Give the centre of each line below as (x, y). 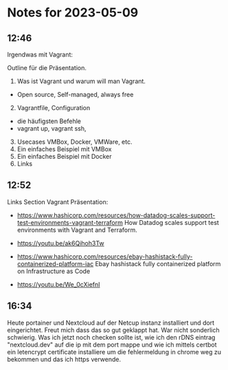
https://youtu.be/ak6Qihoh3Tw (60, 243)
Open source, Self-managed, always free (75, 95)
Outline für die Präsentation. (47, 68)
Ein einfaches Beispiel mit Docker (64, 156)
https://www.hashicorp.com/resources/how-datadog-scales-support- (116, 215)
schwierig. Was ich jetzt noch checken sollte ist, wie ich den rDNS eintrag (111, 337)
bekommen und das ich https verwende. (64, 359)
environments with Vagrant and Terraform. (77, 230)
